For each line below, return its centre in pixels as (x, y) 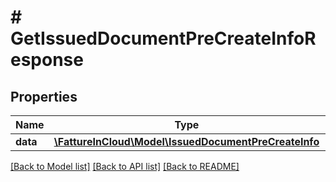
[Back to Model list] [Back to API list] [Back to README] (125, 166)
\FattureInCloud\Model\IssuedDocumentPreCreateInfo (186, 141)
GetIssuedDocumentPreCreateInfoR (163, 38)
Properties (44, 96)
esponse (47, 60)
